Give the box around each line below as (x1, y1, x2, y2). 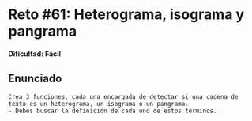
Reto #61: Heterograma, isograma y (8, 6, 245, 24)
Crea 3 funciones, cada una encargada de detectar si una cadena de (8, 93, 239, 100)
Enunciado (8, 72, 62, 85)
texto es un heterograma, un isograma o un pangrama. (8, 100, 190, 108)
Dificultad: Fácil (8, 49, 62, 59)
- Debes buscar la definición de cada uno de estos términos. (8, 107, 217, 115)
